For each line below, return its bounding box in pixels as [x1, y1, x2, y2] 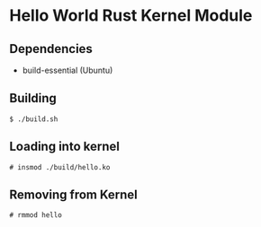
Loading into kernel [9, 139, 120, 154]
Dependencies [9, 41, 93, 57]
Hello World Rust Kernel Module [9, 5, 253, 26]
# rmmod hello [9, 211, 63, 220]
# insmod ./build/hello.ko [9, 162, 111, 171]
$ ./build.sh [9, 114, 58, 124]
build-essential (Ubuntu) [22, 65, 113, 75]
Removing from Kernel [9, 188, 138, 203]
